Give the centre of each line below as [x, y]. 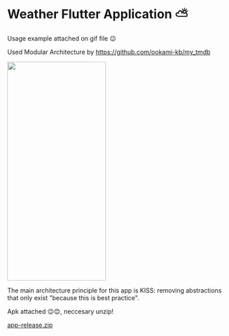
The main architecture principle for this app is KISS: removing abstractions [114, 290]
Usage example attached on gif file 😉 [62, 38]
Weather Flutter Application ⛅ [98, 14]
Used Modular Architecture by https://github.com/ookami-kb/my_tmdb [109, 52]
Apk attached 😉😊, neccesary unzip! [61, 311]
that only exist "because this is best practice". [73, 297]
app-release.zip [30, 325]
